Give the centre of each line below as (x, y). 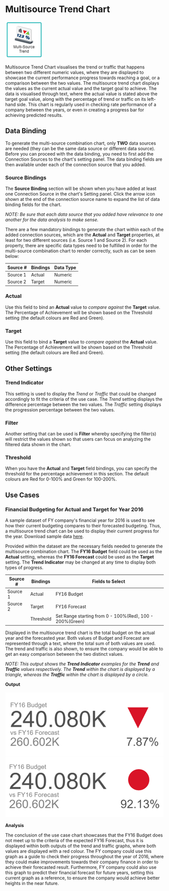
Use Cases (22, 495)
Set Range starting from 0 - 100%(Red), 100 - (104, 616)
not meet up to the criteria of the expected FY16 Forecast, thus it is (74, 841)
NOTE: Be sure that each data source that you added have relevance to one (84, 215)
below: (12, 256)
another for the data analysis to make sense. (52, 220)
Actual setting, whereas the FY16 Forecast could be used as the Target (80, 557)
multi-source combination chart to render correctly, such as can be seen (80, 251)
